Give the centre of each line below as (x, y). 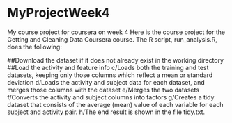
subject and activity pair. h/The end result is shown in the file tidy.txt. (106, 112)
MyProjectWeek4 (59, 13)
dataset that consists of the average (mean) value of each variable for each (115, 104)
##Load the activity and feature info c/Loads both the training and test (108, 67)
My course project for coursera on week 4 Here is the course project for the (116, 32)
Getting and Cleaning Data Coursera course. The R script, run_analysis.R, (112, 39)
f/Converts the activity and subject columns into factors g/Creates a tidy (111, 97)
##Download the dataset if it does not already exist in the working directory (116, 60)
